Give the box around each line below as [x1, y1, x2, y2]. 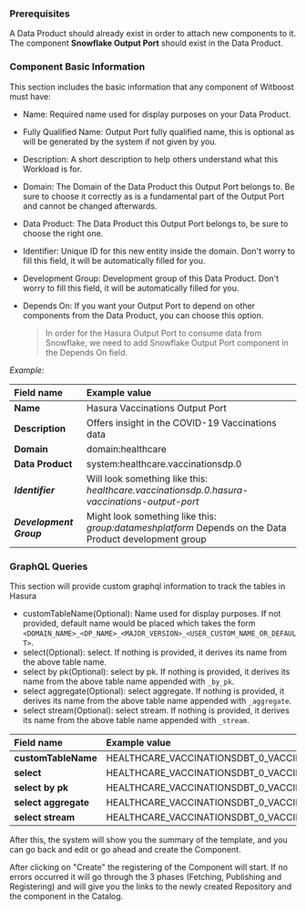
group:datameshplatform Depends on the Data [86, 521, 287, 533]
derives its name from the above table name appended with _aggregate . [22, 695, 292, 706]
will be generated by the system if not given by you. [22, 136, 218, 147]
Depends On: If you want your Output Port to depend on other [22, 300, 256, 311]
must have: [9, 90, 52, 102]
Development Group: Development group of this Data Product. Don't [22, 273, 280, 284]
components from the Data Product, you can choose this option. [22, 309, 264, 321]
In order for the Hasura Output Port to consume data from [45, 327, 262, 338]
